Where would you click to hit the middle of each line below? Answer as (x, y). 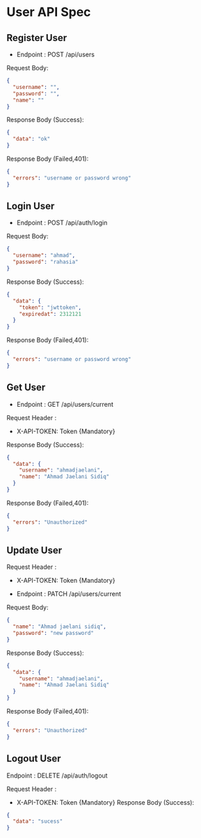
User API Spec (49, 12)
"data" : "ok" (32, 139)
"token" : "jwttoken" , (50, 307)
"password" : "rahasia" (46, 262)
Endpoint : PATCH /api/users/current (69, 594)
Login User (31, 206)
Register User (37, 38)
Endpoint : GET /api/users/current (65, 404)
